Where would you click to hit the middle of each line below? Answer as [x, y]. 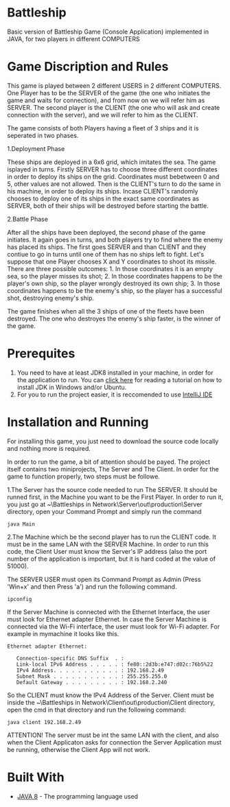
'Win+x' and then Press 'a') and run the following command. [92, 586]
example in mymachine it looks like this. [63, 633]
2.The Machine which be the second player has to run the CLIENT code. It [112, 537]
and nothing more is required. [49, 448]
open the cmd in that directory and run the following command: [96, 710]
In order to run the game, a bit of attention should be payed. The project [109, 462]
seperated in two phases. [43, 135]
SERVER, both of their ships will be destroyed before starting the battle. [108, 206]
